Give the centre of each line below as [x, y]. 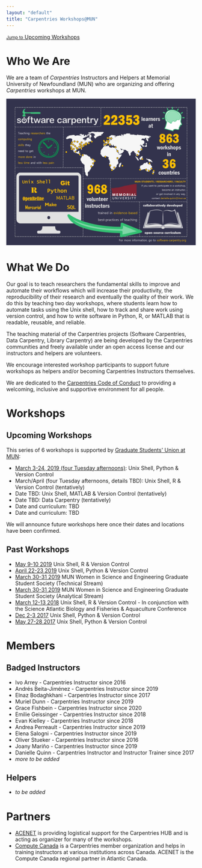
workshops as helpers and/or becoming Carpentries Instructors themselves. [101, 371]
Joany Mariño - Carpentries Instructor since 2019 [76, 746]
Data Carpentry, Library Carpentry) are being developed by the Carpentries [99, 340]
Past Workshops [38, 550]
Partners [29, 816]
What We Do [38, 267]
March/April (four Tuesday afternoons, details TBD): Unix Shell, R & [98, 481]
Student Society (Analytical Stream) [59, 596]
